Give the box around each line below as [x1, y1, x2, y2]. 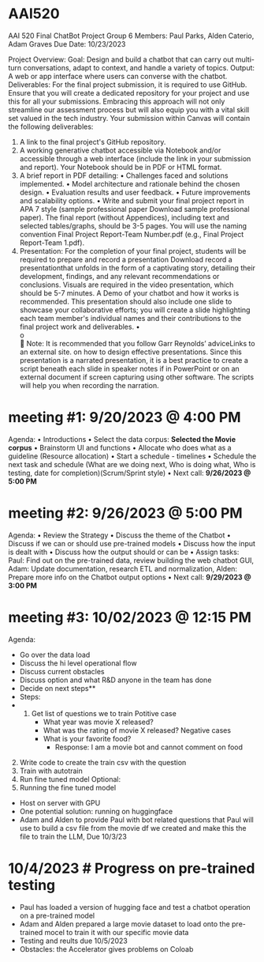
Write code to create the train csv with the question [19, 757, 187, 767]
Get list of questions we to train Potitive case [31, 708, 177, 718]
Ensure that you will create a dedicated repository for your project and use [8, 88, 250, 97]
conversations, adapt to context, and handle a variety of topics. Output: [23, 62, 255, 72]
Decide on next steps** [19, 683, 96, 692]
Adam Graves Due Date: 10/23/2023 [8, 39, 126, 48]
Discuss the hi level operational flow [19, 658, 137, 668]
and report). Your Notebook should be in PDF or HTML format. [19, 162, 222, 172]
